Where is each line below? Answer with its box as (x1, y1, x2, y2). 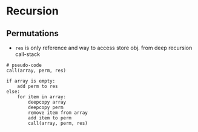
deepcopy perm (28, 104, 64, 110)
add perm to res (17, 83, 59, 89)
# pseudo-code (6, 62, 42, 68)
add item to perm (28, 115, 71, 121)
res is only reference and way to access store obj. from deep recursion (15, 44, 193, 51)
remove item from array (28, 110, 88, 116)
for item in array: (17, 94, 67, 100)
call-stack (15, 51, 41, 58)
